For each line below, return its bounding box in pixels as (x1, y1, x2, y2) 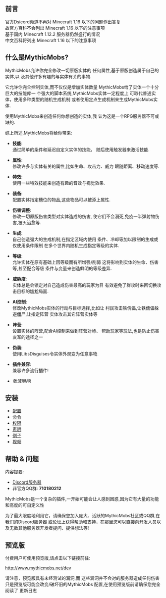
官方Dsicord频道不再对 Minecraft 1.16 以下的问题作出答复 (5, 19, 121, 25)
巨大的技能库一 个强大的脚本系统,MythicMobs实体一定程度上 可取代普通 (5, 90, 152, 96)
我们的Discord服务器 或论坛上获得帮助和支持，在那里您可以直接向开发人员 (5, 519, 157, 525)
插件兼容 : (12, 361, 31, 367)
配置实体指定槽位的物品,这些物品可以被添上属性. (12, 197, 111, 202)
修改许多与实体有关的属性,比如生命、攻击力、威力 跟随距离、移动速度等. (12, 163, 160, 169)
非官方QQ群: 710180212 (12, 486, 62, 492)
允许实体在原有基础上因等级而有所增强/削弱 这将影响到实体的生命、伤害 (12, 259, 159, 265)
